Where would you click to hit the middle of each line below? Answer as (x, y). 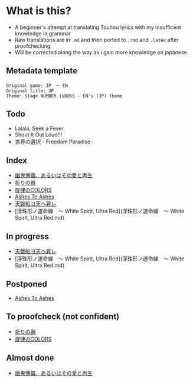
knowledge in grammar (43, 33)
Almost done (30, 358)
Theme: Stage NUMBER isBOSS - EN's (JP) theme (64, 96)
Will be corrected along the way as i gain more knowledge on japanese (101, 52)
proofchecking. (33, 46)
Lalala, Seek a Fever (39, 128)
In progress (27, 236)
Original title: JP (30, 91)
